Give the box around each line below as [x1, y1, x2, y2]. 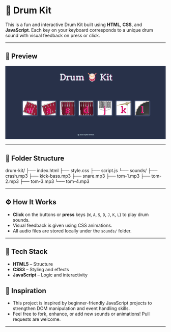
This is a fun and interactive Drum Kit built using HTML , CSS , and [5, 21, 142, 28]
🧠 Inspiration [5, 286, 47, 295]
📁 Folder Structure [5, 154, 65, 162]
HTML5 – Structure [12, 260, 53, 267]
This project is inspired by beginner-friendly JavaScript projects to [12, 300, 152, 306]
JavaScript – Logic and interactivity [12, 272, 88, 278]
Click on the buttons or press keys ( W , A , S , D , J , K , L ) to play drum [12, 211, 149, 218]
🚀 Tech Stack [5, 247, 48, 256]
